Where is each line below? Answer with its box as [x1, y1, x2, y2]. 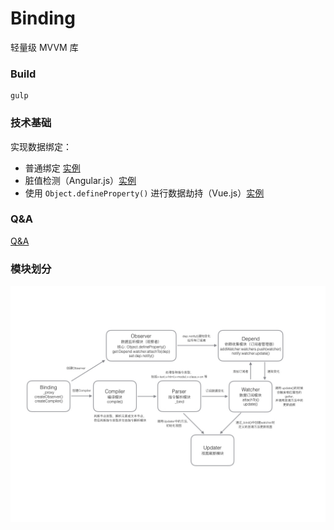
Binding [10, 7, 76, 30]
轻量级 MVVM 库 [10, 41, 79, 53]
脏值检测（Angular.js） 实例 [24, 174, 137, 186]
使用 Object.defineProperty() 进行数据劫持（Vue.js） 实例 [24, 187, 265, 199]
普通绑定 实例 [24, 162, 81, 174]
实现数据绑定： [10, 140, 72, 152]
